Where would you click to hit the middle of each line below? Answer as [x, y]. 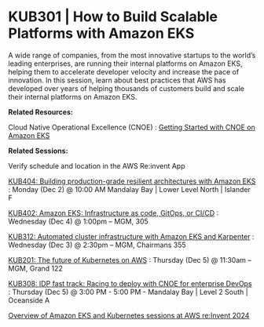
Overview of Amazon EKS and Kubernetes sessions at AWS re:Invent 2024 [129, 315]
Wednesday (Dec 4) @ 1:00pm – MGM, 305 [79, 221]
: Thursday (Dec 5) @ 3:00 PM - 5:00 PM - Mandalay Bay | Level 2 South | [128, 292]
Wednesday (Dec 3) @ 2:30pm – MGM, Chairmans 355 [97, 245]
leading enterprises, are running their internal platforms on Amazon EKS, [125, 64]
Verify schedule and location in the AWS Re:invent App [97, 165]
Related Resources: [40, 112]
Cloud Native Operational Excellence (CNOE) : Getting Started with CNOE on [132, 127]
